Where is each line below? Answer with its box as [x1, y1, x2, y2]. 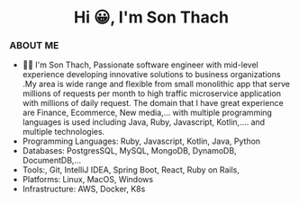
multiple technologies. [22, 127, 105, 137]
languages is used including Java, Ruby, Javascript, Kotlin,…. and [22, 117, 266, 128]
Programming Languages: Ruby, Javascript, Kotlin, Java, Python [22, 136, 261, 146]
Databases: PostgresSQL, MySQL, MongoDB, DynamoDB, [22, 146, 237, 156]
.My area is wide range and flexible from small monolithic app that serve [22, 79, 291, 90]
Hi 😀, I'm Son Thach [73, 7, 230, 28]
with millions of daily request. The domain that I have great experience [22, 98, 284, 109]
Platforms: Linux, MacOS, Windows [22, 174, 154, 185]
